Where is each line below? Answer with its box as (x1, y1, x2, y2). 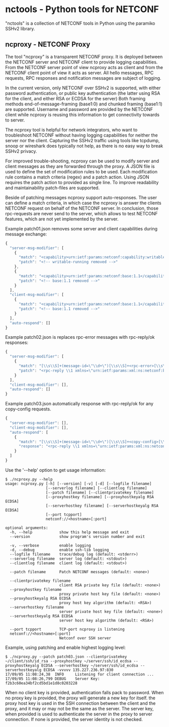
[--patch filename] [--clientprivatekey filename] (45, 490, 154, 495)
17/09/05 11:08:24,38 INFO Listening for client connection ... (5, 672, 154, 677)
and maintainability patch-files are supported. (5, 185, 100, 191)
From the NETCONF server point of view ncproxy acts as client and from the (5, 64, 163, 70)
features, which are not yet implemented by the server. (5, 216, 119, 222)
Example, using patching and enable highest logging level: (5, 644, 126, 650)
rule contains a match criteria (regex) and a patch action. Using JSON (5, 174, 149, 180)
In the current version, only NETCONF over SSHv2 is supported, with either (5, 85, 161, 91)
